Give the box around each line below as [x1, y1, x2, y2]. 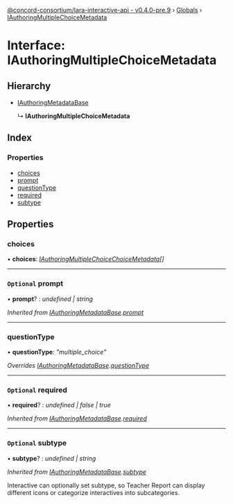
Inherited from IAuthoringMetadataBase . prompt [7, 308, 144, 316]
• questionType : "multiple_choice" [7, 348, 107, 356]
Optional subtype [7, 438, 67, 448]
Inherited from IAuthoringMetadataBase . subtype [7, 467, 147, 475]
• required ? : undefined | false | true [7, 401, 111, 409]
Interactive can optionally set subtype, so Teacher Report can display [7, 481, 205, 489]
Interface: [7, 38, 66, 54]
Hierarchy [7, 80, 51, 92]
